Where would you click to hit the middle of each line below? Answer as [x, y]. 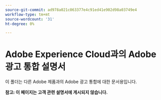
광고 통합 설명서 [35, 67]
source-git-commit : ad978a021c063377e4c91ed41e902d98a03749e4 [71, 10]
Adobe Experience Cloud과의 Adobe [81, 54]
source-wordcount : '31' [30, 19]
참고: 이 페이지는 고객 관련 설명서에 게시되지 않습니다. [57, 92]
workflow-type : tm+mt [28, 14]
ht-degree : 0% [20, 24]
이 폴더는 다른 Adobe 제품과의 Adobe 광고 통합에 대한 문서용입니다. [71, 82]
